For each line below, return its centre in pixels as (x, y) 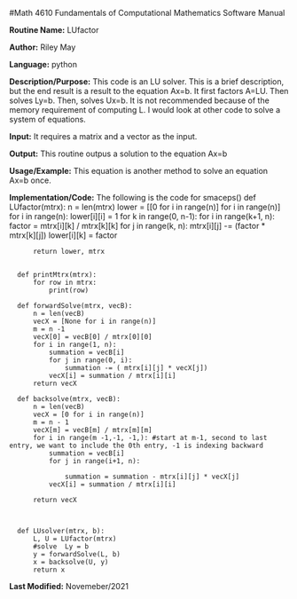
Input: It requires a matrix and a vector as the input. (103, 136)
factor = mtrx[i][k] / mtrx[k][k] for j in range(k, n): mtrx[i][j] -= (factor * (137, 226)
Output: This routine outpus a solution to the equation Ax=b (118, 154)
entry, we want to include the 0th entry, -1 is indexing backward (137, 445)
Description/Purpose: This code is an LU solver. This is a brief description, (147, 82)
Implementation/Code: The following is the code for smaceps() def (133, 197)
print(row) (69, 290)
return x (49, 570)
